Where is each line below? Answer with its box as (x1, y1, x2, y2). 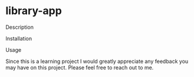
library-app (5, 4, 63, 18)
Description (5, 24, 34, 31)
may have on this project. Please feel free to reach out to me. (5, 63, 154, 71)
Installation (5, 35, 32, 42)
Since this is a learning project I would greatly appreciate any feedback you (5, 58, 189, 65)
